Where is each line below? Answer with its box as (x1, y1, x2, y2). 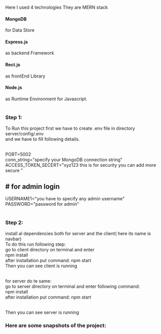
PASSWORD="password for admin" (5, 201, 79, 207)
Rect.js (5, 62, 21, 67)
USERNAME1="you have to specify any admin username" (5, 195, 125, 202)
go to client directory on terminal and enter (5, 247, 95, 253)
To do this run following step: (5, 241, 66, 247)
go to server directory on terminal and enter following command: (5, 283, 140, 289)
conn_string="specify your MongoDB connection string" (5, 157, 123, 163)
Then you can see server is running (5, 309, 79, 316)
